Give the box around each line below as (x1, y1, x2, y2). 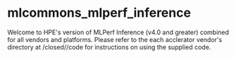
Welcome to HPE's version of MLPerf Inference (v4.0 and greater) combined (7, 28, 230, 36)
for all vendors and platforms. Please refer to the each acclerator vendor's (7, 35, 223, 43)
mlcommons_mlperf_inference (7, 5, 192, 21)
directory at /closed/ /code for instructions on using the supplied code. (7, 43, 211, 51)
